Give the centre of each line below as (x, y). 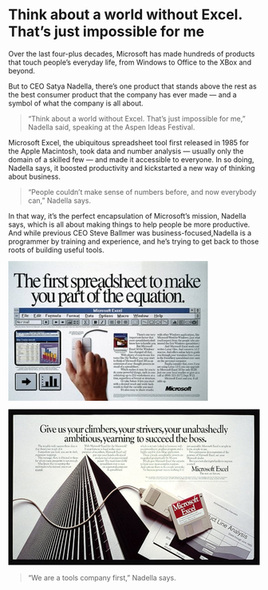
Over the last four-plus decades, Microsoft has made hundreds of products (132, 53)
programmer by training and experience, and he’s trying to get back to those (134, 241)
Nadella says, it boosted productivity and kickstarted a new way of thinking (132, 168)
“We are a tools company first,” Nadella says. (102, 577)
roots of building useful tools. (57, 250)
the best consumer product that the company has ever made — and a (122, 94)
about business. (35, 176)
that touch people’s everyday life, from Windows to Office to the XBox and (130, 62)
